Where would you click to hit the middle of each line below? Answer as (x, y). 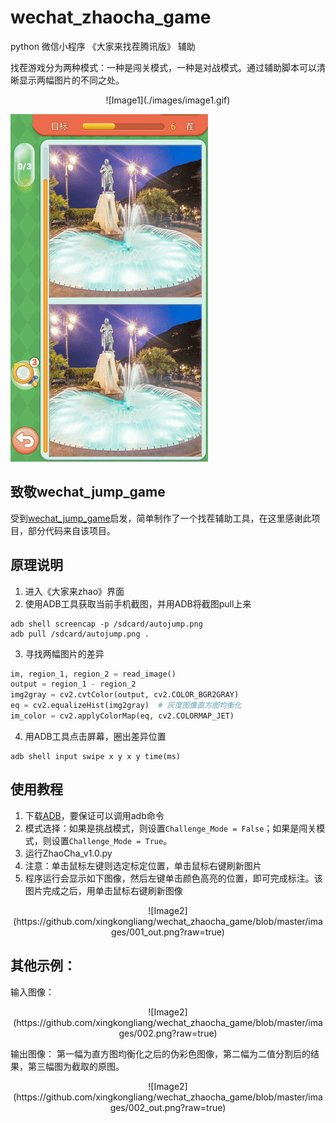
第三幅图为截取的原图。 (76, 1066)
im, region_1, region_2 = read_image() (93, 674)
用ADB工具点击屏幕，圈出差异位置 (95, 736)
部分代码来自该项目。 (71, 530)
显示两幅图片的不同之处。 (71, 80)
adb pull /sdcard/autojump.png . (80, 634)
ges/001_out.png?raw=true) (168, 932)
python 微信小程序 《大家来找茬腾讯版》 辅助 (103, 46)
